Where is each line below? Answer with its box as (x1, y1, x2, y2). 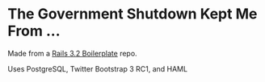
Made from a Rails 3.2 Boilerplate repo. (7, 48, 138, 58)
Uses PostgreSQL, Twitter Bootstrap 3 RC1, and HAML (7, 64, 187, 73)
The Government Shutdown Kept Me (7, 5, 258, 23)
